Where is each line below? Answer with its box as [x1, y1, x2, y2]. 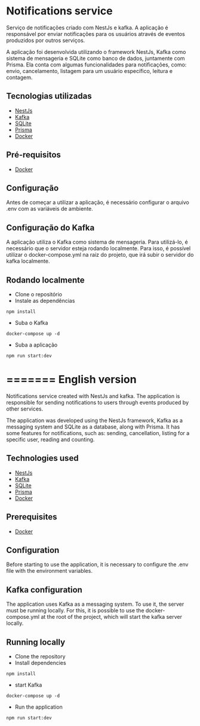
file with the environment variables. [6, 567, 93, 575]
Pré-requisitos [6, 150, 61, 160]
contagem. [6, 74, 33, 81]
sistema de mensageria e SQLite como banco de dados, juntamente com [6, 54, 185, 62]
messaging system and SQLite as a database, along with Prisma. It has [6, 423, 180, 430]
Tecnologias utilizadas [6, 91, 92, 101]
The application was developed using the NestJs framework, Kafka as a [6, 417, 183, 424]
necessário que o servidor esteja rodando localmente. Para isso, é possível [6, 245, 191, 252]
